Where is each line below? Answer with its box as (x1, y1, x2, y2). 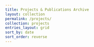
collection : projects (5, 21, 50, 26)
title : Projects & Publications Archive (5, 7, 90, 12)
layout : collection (5, 12, 45, 17)
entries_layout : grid (5, 25, 50, 30)
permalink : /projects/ (5, 16, 52, 21)
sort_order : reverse (5, 35, 48, 40)
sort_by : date (5, 30, 34, 35)
